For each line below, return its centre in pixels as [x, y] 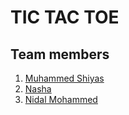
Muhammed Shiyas [64, 78]
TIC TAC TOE [65, 17]
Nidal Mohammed [61, 99]
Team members [60, 54]
